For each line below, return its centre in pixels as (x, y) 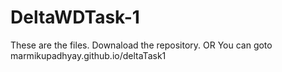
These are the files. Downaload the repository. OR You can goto (141, 45)
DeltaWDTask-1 (75, 17)
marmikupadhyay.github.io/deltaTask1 (88, 55)
